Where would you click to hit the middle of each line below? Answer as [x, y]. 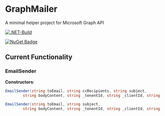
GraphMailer [31, 9]
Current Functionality [39, 57]
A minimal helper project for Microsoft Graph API [55, 23]
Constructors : [20, 82]
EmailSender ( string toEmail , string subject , [53, 104]
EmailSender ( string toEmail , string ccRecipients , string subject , [76, 91]
